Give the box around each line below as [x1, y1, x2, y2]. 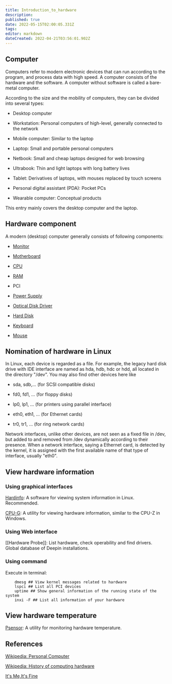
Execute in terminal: [5, 569, 47, 576]
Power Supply [12, 293, 42, 299]
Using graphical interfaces [5, 483, 73, 490]
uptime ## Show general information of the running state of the [14, 588, 157, 593]
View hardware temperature [5, 611, 97, 620]
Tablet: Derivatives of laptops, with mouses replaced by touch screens [12, 175, 162, 181]
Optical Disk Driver [12, 302, 53, 308]
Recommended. [5, 500, 39, 506]
